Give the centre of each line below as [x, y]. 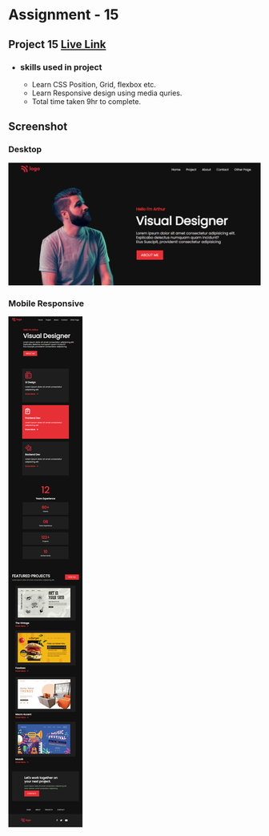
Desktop [25, 150]
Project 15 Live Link [57, 44]
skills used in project [61, 67]
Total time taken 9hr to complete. [86, 101]
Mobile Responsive [46, 303]
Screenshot [38, 127]
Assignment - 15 [64, 15]
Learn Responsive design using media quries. [107, 93]
